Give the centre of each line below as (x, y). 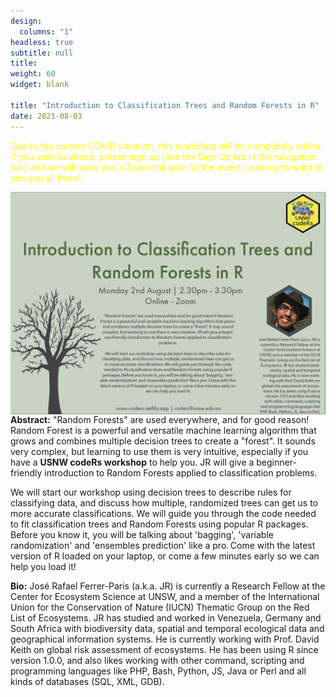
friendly (26, 472)
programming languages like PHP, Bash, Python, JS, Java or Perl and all (158, 671)
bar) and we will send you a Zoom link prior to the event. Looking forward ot (166, 167)
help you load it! (43, 566)
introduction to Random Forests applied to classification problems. (181, 472)
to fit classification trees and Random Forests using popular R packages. (159, 524)
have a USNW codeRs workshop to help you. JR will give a (132, 462)
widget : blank (40, 85)
